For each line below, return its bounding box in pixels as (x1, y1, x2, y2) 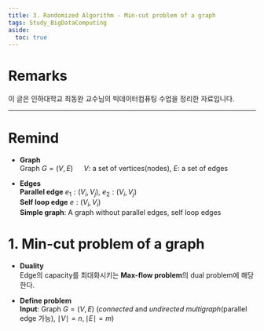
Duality (19, 260, 45, 271)
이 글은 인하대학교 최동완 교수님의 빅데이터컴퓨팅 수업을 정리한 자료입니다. (8, 94, 235, 104)
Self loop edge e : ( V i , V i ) (19, 197, 101, 209)
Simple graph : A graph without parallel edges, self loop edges (19, 207, 222, 216)
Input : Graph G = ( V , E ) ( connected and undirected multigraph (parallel (19, 304, 247, 314)
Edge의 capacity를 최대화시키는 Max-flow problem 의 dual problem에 (19, 270, 240, 279)
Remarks (8, 67, 68, 85)
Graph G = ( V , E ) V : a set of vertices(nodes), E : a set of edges (19, 164, 229, 173)
